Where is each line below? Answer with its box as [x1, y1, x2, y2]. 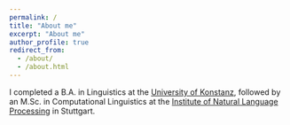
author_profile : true [9, 37, 90, 47]
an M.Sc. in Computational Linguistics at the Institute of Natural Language [9, 96, 278, 106]
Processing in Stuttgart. [9, 105, 96, 116]
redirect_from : [9, 46, 66, 55]
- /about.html [17, 63, 69, 72]
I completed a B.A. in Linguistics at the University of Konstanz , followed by [9, 86, 281, 98]
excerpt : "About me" [9, 29, 86, 38]
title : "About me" [9, 21, 77, 30]
